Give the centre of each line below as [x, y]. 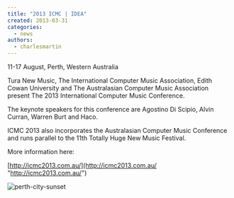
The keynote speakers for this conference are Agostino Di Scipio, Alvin [111, 109]
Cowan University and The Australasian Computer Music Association [108, 88]
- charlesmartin [38, 47]
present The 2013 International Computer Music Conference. [96, 95]
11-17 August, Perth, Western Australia [63, 67]
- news [23, 34]
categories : [25, 27]
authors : [20, 40]
